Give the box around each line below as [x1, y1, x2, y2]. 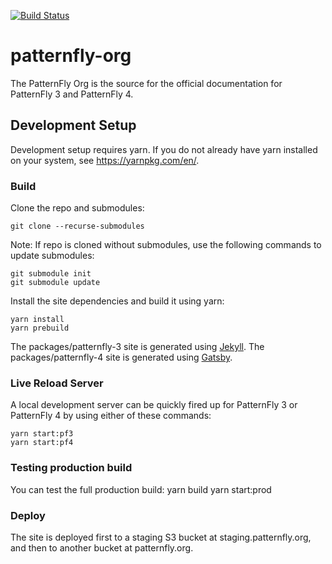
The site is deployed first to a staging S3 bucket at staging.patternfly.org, [10, 531, 312, 543]
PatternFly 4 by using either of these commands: [10, 410, 212, 422]
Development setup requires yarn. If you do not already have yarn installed [10, 143, 318, 155]
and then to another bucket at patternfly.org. [10, 541, 194, 554]
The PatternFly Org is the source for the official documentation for [10, 77, 283, 89]
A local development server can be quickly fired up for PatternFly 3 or [10, 399, 298, 411]
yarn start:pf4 [10, 438, 74, 448]
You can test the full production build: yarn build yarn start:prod [10, 483, 272, 495]
